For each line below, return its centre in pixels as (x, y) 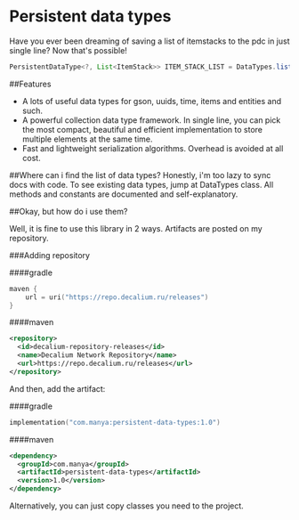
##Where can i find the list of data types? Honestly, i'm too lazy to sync (140, 175)
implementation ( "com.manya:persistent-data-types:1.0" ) (115, 422)
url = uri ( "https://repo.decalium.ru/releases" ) (117, 297)
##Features (30, 84)
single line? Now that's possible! (68, 50)
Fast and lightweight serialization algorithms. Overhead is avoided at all (153, 148)
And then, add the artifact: (57, 388)
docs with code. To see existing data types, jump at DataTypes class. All (141, 184)
